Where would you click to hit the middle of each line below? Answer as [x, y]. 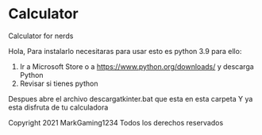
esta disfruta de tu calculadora [58, 107]
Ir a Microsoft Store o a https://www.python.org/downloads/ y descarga [137, 66]
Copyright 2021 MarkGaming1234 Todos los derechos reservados [116, 122]
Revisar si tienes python [59, 83]
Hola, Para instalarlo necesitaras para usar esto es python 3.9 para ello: [125, 51]
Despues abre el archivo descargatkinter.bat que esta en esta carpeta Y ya [131, 98]
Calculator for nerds [41, 36]
